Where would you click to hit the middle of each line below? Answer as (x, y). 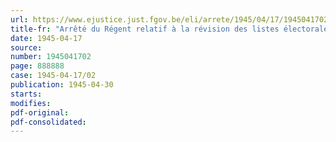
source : (26, 47)
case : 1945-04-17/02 (53, 76)
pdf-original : (40, 112)
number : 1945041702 (51, 57)
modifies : (31, 103)
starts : (26, 94)
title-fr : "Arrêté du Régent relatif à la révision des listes (145, 29)
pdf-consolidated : (48, 122)
